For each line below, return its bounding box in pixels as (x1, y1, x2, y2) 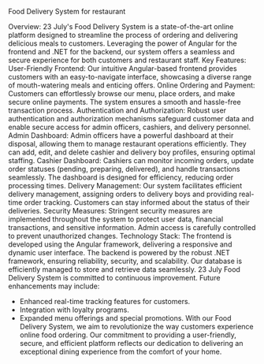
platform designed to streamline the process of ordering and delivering (8, 31, 239, 39)
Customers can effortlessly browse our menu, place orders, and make (8, 89, 236, 98)
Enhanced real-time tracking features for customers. (19, 297, 191, 306)
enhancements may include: (8, 281, 100, 291)
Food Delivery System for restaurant (8, 7, 126, 16)
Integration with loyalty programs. (19, 305, 130, 314)
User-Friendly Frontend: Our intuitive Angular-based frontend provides (8, 64, 238, 73)
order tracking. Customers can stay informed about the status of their (24, 198, 250, 207)
